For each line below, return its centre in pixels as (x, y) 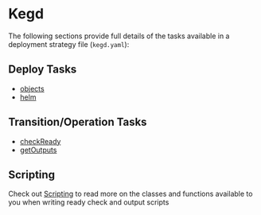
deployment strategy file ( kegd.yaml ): (69, 44)
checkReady (40, 141)
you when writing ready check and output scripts (89, 202)
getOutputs (38, 150)
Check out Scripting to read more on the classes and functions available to (130, 194)
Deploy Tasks (43, 70)
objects (32, 88)
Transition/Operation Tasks (78, 122)
